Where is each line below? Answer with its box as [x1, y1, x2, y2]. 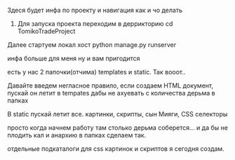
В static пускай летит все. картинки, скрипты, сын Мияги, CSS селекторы [7, 110, 228, 118]
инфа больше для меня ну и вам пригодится [7, 54, 140, 62]
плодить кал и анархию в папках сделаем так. [7, 131, 147, 139]
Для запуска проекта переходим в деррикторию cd [17, 20, 173, 27]
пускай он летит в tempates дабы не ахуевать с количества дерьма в [7, 89, 215, 97]
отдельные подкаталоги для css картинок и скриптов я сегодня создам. [7, 145, 224, 153]
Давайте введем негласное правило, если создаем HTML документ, [7, 81, 214, 90]
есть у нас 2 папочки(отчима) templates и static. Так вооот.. [7, 68, 186, 76]
